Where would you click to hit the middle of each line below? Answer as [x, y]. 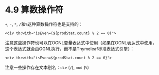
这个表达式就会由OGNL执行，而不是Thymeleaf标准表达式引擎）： [70, 49]
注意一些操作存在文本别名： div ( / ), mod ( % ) [47, 67]
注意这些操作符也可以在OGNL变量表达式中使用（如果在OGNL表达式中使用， [81, 43]
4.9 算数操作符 [34, 10]
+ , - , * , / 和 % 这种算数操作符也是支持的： [44, 24]
